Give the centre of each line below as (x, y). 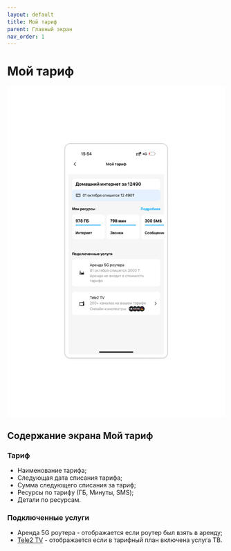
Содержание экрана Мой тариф (80, 436)
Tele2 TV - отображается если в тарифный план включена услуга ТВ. (120, 540)
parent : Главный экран (40, 29)
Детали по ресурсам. (49, 500)
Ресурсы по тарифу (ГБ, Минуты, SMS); (75, 493)
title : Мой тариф (32, 22)
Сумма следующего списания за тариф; (76, 485)
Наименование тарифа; (52, 471)
